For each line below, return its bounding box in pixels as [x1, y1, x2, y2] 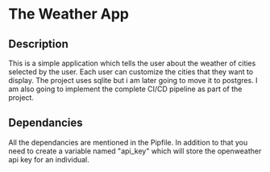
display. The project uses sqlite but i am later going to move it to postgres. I [8, 76, 258, 85]
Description [8, 37, 69, 51]
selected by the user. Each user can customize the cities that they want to [8, 67, 254, 77]
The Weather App [8, 5, 129, 23]
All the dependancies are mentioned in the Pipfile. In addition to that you [8, 137, 248, 147]
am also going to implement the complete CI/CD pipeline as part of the [8, 84, 243, 94]
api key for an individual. [8, 154, 90, 164]
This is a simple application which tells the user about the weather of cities [8, 58, 256, 68]
